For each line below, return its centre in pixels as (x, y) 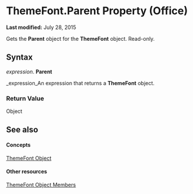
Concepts (18, 145)
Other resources (27, 172)
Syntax (19, 57)
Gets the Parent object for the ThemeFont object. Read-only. (81, 38)
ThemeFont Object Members (41, 185)
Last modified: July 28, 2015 (41, 27)
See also (22, 130)
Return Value (25, 98)
